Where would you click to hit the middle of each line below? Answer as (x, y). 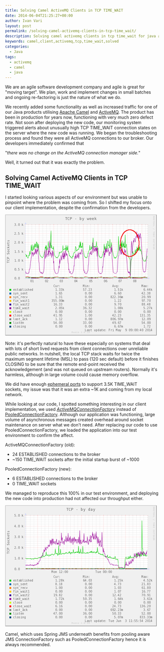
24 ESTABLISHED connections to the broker (56, 454)
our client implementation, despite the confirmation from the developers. (78, 207)
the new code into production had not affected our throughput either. (74, 498)
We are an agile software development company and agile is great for (75, 87)
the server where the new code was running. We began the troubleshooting (81, 133)
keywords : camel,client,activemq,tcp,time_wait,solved (62, 42)
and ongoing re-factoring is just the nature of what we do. (63, 98)
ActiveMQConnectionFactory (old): (40, 445)
